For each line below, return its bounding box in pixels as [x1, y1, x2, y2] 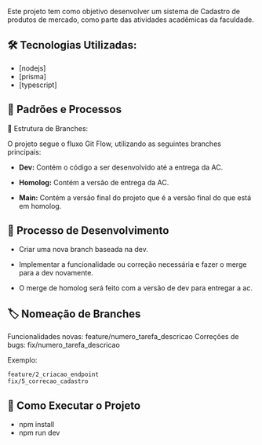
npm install [18, 420, 55, 429]
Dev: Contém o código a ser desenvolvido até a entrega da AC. [18, 162, 224, 172]
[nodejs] [18, 63, 46, 73]
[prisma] [18, 71, 46, 81]
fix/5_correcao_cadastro [7, 378, 89, 385]
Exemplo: [7, 356, 38, 365]
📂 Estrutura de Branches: [7, 123, 89, 133]
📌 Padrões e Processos [7, 103, 122, 116]
